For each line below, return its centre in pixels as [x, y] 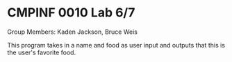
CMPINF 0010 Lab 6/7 [71, 13]
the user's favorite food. [42, 52]
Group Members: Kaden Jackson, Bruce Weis [72, 32]
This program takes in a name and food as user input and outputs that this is [116, 45]
